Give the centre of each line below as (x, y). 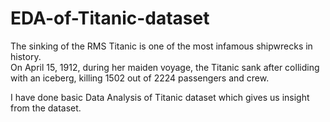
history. (26, 56)
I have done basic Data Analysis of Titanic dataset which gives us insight (160, 97)
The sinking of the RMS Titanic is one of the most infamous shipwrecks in (161, 46)
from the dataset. (46, 108)
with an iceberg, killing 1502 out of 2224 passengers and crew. (140, 78)
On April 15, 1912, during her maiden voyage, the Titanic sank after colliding (165, 67)
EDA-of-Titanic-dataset (110, 18)
